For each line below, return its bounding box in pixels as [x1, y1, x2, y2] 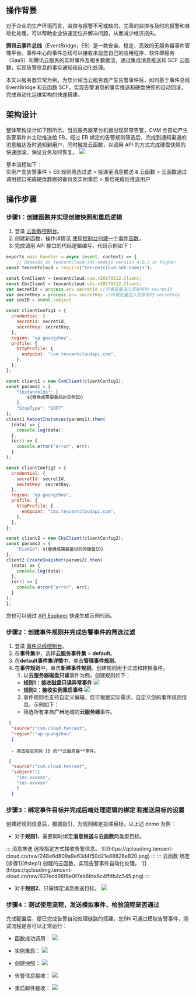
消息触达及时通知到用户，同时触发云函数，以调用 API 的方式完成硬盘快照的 [6, 141, 186, 148]
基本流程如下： [6, 160, 42, 168]
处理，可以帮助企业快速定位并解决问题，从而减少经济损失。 [16, 29, 159, 36]
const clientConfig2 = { [6, 465, 66, 471]
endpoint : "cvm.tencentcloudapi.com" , [21, 351, 116, 357]
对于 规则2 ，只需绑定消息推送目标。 [14, 885, 100, 892]
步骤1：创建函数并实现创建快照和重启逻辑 [6, 213, 123, 221]
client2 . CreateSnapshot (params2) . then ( [6, 557, 103, 563]
